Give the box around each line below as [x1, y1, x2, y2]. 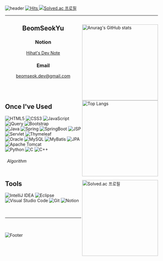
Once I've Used [5, 103, 52, 111]
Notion [34, 39, 52, 46]
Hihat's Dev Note [26, 50, 61, 55]
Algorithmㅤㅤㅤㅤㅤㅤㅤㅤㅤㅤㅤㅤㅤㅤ [7, 158, 81, 164]
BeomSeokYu [22, 24, 65, 33]
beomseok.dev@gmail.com [16, 73, 71, 79]
